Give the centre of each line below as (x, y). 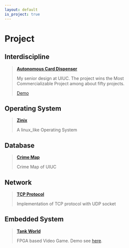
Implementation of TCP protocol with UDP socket (66, 204)
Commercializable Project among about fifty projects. (70, 83)
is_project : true (22, 14)
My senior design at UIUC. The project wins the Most (70, 78)
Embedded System (34, 219)
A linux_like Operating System (47, 130)
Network (18, 182)
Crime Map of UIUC (37, 167)
